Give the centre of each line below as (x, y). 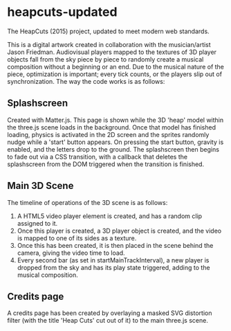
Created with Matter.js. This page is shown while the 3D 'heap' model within (115, 120)
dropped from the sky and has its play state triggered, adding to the (113, 267)
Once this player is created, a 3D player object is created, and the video (119, 231)
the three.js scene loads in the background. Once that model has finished (112, 127)
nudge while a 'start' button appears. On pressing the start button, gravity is (115, 142)
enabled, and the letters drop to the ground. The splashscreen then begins (113, 149)
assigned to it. (37, 223)
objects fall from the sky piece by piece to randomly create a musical (105, 59)
